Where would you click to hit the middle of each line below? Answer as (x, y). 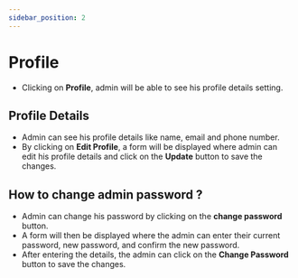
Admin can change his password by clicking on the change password (152, 217)
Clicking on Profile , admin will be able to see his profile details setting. (152, 88)
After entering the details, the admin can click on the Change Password (155, 255)
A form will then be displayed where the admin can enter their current (151, 236)
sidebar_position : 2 (47, 18)
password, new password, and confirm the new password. (130, 246)
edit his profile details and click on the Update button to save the (142, 157)
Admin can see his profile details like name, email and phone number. (151, 137)
